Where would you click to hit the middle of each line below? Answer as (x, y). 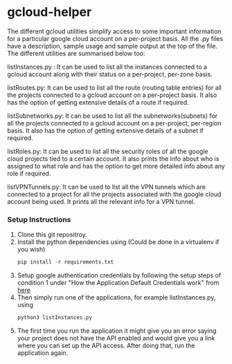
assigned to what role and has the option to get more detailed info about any (116, 166)
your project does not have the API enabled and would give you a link (116, 338)
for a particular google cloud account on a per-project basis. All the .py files (115, 38)
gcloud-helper (50, 12)
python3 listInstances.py (54, 318)
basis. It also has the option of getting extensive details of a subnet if (106, 130)
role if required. (29, 173)
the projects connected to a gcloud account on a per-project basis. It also (112, 95)
